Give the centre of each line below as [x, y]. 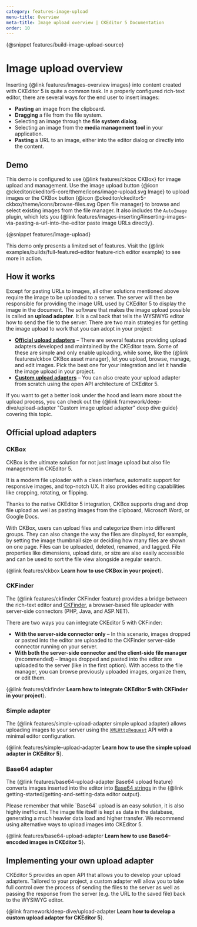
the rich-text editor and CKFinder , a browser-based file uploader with [90, 605]
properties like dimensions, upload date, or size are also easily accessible [95, 553]
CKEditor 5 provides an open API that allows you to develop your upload [94, 875]
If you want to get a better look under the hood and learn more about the [94, 395]
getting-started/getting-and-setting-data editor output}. [74, 794]
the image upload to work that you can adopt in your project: [79, 328]
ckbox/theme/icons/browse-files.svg [51, 204]
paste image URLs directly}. [120, 223]
